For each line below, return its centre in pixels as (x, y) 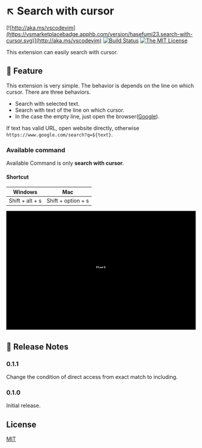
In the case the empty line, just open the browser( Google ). (87, 116)
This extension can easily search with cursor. (62, 52)
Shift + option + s (68, 201)
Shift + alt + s (25, 201)
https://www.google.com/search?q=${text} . (60, 134)
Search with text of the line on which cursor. (69, 110)
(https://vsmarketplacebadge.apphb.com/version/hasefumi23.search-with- (99, 34)
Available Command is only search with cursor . (65, 163)
